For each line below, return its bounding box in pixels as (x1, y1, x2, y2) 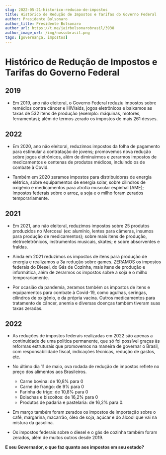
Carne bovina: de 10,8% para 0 (19, 379, 83, 384)
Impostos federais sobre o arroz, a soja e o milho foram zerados (12, 190, 144, 196)
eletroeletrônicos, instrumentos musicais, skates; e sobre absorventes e (12, 238, 160, 244)
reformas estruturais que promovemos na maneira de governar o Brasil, (12, 343, 159, 349)
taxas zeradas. (12, 305, 43, 311)
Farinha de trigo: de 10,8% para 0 (19, 389, 88, 395)
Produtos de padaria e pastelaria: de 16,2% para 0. (19, 399, 124, 405)
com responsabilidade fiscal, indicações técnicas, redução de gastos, (12, 349, 156, 355)
